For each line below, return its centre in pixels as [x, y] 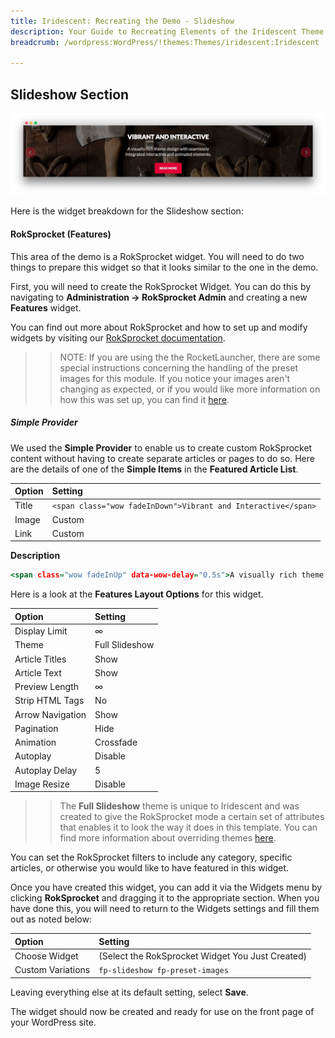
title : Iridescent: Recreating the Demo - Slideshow [122, 21]
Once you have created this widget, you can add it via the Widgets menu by [166, 887]
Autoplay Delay [46, 770]
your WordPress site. [53, 1022]
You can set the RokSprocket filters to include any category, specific [151, 857]
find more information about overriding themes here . [168, 838]
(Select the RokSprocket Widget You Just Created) [203, 956]
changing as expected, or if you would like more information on [190, 389]
